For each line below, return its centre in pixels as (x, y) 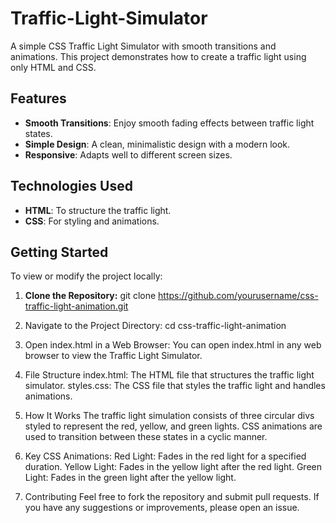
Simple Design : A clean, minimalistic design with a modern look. (157, 144)
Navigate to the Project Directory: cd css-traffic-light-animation (155, 326)
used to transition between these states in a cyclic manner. (146, 437)
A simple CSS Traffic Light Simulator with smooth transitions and (143, 46)
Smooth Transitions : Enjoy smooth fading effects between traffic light (169, 123)
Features (38, 98)
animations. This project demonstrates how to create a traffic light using (158, 56)
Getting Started (59, 252)
